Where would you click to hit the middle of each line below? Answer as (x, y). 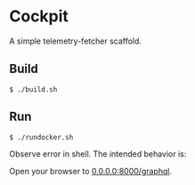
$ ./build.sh (33, 89)
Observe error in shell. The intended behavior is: (98, 154)
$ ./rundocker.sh (41, 137)
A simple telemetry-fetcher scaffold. (76, 41)
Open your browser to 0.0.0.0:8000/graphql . (90, 171)
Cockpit (39, 16)
